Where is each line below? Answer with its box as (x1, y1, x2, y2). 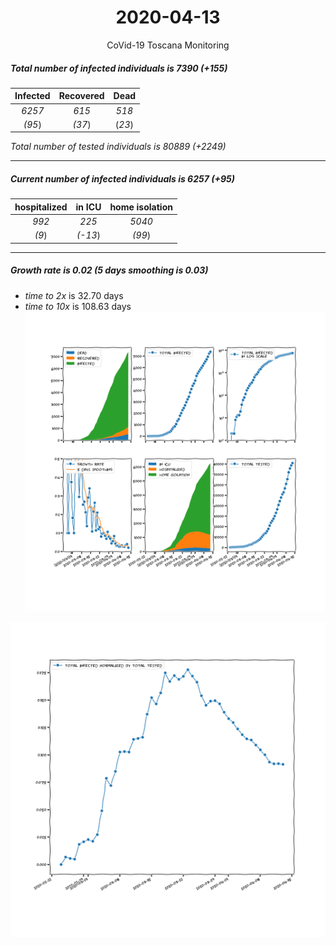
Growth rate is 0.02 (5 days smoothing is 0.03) (10, 264, 209, 276)
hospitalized (14, 201, 68, 213)
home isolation (109, 201, 173, 213)
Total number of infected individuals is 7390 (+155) (10, 62, 228, 74)
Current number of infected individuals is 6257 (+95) (10, 173, 235, 185)
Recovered (58, 90, 105, 102)
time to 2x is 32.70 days (24, 289, 124, 301)
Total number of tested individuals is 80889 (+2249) (10, 141, 227, 153)
